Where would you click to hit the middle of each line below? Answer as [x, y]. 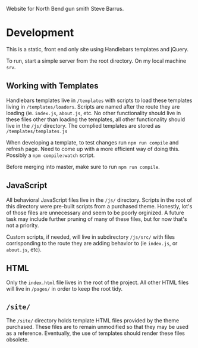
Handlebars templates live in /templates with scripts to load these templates [99, 100]
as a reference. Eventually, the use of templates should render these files [96, 333]
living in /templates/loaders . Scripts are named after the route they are [93, 106]
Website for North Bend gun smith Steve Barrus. [65, 9]
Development [40, 33]
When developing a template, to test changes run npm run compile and [92, 142]
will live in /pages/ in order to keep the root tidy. [65, 289]
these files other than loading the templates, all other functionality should [96, 119]
